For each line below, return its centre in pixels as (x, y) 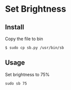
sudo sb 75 (16, 83)
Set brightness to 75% (27, 74)
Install (15, 27)
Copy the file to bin (24, 39)
